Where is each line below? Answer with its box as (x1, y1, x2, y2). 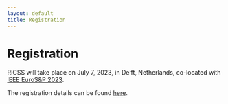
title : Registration (7, 16, 67, 23)
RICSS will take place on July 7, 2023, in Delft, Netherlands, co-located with (7, 68, 221, 77)
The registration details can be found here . (7, 89, 128, 97)
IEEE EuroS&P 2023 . (7, 76, 65, 84)
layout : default (7, 10, 54, 17)
